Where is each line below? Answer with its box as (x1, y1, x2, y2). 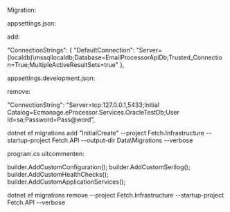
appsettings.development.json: (7, 74, 96, 82)
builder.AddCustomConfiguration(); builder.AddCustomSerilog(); (7, 163, 191, 171)
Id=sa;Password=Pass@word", (7, 115, 96, 124)
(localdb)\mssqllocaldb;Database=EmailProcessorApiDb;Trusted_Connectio (7, 53, 223, 61)
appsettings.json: (7, 19, 57, 27)
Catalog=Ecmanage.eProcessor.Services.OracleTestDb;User (7, 108, 180, 116)
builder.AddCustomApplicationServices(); (7, 177, 126, 186)
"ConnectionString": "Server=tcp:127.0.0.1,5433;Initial (7, 101, 160, 109)
